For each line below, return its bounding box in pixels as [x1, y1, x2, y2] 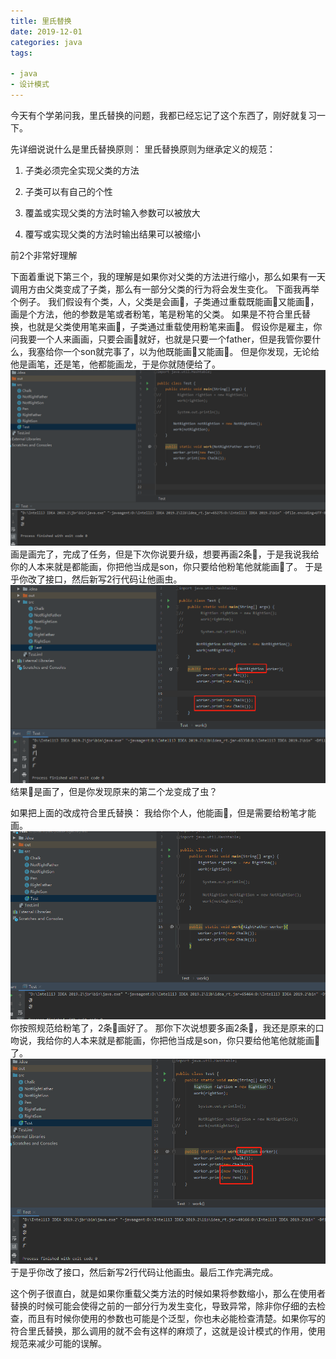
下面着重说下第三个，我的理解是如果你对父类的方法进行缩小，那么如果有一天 [10, 270, 326, 282]
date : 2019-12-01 [10, 26, 83, 37]
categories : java [10, 37, 83, 47]
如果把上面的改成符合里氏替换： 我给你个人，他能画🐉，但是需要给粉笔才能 [10, 806, 317, 819]
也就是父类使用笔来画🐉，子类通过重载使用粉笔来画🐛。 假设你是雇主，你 [27, 320, 323, 332]
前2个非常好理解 [10, 249, 78, 261]
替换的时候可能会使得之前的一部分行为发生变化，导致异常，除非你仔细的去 [10, 1300, 317, 1312]
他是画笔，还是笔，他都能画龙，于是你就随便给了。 [10, 358, 221, 370]
